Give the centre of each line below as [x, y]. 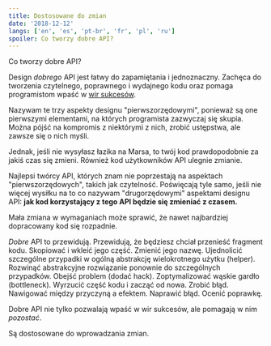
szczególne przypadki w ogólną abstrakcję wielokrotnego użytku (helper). [132, 259]
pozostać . [25, 318]
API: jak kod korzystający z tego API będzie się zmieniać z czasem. [123, 202]
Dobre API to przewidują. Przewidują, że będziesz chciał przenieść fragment [135, 242]
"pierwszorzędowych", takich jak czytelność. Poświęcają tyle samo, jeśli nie [135, 185]
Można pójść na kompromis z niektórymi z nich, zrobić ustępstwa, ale [125, 127]
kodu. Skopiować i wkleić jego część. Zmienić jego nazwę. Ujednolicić [125, 250]
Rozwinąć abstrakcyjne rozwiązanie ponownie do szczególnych [114, 267]
